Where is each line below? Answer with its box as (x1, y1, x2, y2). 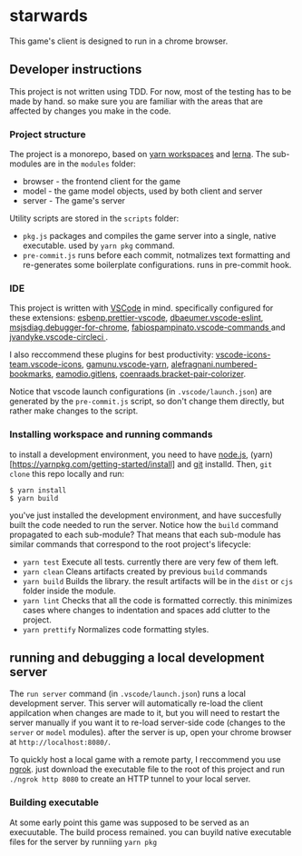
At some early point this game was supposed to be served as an (9, 817, 249, 828)
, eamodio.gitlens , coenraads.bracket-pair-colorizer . (51, 369, 247, 380)
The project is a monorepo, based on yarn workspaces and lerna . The (9, 149, 270, 160)
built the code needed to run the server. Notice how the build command (9, 519, 279, 530)
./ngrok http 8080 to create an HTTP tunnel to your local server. (9, 773, 251, 784)
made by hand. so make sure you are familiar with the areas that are (9, 95, 263, 106)
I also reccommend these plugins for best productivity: (9, 349, 214, 360)
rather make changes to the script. (9, 405, 139, 416)
